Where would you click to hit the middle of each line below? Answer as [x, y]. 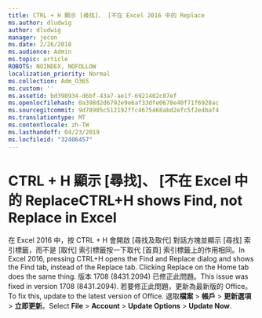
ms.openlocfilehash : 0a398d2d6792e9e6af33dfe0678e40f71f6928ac [114, 103]
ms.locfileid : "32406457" [50, 139]
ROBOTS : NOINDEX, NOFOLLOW [52, 67]
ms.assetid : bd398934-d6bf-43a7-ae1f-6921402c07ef [93, 96]
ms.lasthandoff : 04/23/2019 [54, 132]
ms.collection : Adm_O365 [49, 81]
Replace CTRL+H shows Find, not [134, 200]
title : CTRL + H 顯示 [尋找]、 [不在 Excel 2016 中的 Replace [107, 15]
